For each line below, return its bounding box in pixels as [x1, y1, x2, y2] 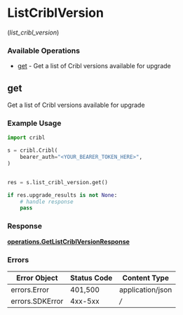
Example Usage [7, 118, 62, 128]
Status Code [69, 273, 113, 283]
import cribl [7, 134, 46, 141]
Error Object [16, 273, 58, 283]
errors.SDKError [11, 296, 64, 306]
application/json [118, 285, 172, 295]
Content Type [122, 273, 170, 283]
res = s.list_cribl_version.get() [7, 179, 109, 186]
